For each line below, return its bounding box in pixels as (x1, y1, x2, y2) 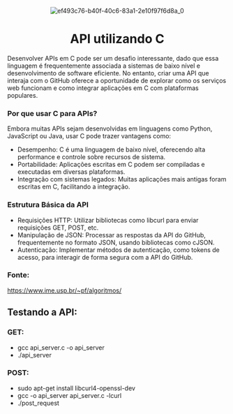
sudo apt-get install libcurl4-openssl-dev (17, 384, 136, 392)
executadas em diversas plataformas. (17, 168, 126, 176)
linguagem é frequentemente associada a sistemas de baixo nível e (7, 61, 201, 70)
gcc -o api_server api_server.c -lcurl (17, 391, 122, 399)
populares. (7, 91, 38, 99)
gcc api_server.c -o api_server (17, 343, 105, 352)
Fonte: (7, 270, 30, 280)
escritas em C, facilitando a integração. (17, 182, 130, 191)
